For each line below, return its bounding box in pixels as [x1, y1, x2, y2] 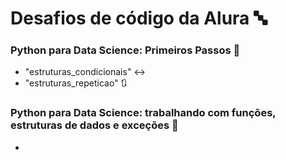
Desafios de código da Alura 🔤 [10, 7, 268, 30]
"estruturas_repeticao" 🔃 [24, 77, 128, 89]
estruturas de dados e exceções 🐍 [10, 118, 179, 132]
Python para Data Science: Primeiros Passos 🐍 [10, 43, 241, 57]
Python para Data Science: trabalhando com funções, [10, 106, 277, 120]
